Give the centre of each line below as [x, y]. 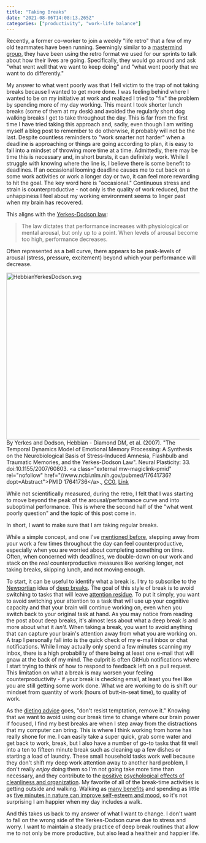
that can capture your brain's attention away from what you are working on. [102, 634]
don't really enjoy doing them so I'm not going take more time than [90, 769]
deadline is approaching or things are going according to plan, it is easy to [100, 144]
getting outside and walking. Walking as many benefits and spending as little [103, 789]
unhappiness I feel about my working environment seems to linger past [96, 196]
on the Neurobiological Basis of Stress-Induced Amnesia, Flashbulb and [97, 456]
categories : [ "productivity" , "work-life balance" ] [74, 23]
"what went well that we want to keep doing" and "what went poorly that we [102, 67]
